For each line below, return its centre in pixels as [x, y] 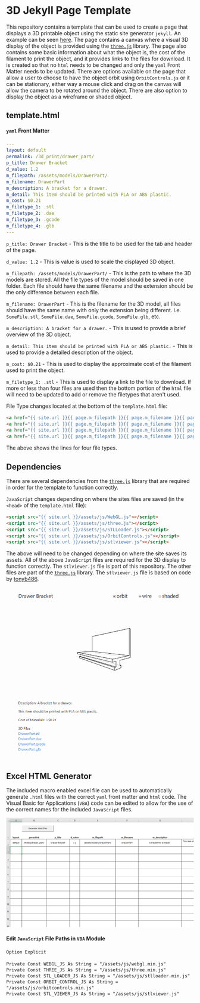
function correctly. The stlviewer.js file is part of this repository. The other [99, 566]
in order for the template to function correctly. [62, 487]
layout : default [26, 150]
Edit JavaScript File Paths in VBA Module [56, 939]
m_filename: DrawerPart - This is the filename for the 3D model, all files [94, 304]
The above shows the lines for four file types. [62, 448]
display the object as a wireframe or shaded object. [69, 97]
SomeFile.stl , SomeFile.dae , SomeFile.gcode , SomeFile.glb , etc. [83, 316]
